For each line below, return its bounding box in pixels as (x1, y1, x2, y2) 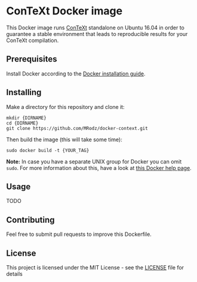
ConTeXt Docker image (6, 4, 123, 18)
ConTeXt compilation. (6, 37, 59, 44)
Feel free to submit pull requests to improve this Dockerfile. (6, 231, 152, 238)
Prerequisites (6, 54, 57, 64)
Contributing (6, 214, 55, 225)
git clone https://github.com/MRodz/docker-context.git (6, 125, 148, 131)
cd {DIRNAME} (6, 120, 39, 126)
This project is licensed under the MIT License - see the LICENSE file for (6, 264, 184, 271)
